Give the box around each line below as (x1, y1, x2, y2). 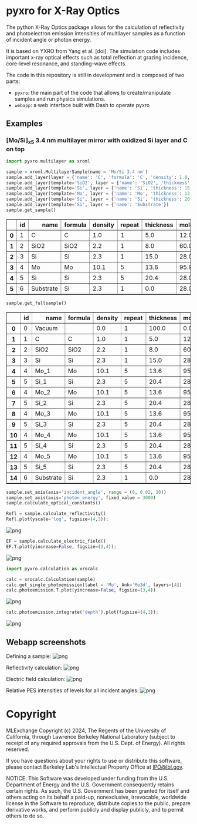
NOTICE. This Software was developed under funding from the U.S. (6, 775, 169, 782)
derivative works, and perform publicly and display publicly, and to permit (6, 806, 184, 813)
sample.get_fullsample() (6, 300, 67, 306)
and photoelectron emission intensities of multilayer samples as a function (6, 29, 185, 36)
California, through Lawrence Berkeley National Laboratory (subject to (6, 733, 176, 740)
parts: (6, 78, 21, 85)
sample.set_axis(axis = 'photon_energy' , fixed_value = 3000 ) (6, 494, 157, 501)
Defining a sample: (6, 652, 52, 660)
